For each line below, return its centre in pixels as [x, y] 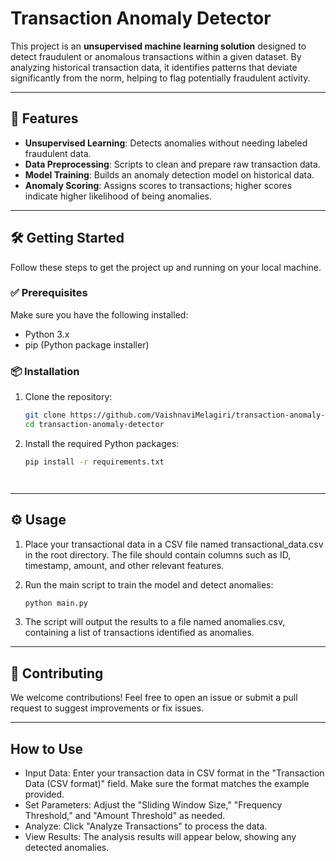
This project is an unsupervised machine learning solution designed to [158, 46]
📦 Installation [45, 371]
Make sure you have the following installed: [99, 314]
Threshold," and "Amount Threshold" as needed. [125, 816]
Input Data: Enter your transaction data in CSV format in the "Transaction [174, 773]
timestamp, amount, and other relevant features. [124, 565]
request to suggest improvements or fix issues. [107, 708]
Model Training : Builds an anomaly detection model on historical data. [169, 174]
